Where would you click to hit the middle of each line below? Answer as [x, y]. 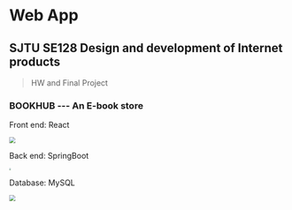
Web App [44, 15]
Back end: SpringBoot [49, 156]
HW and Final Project [69, 83]
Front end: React [39, 125]
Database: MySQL [42, 183]
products [35, 61]
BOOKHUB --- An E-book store [77, 105]
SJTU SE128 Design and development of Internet [146, 48]
